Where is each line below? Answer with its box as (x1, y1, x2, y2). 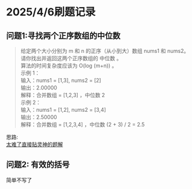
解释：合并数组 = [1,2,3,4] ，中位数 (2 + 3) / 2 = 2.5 (20, 121, 145, 128)
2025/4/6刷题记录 (6, 5, 96, 19)
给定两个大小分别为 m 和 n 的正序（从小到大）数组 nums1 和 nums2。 (20, 48, 190, 54)
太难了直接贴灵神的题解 (6, 141, 63, 148)
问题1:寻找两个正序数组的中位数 (6, 31, 121, 41)
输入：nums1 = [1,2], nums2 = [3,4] (20, 107, 106, 113)
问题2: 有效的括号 (6, 160, 70, 170)
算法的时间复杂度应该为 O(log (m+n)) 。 (20, 62, 117, 69)
